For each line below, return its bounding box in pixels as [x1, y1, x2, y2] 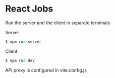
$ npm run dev [5, 58, 35, 63]
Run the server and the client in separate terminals [5, 20, 110, 26]
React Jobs [5, 3, 53, 15]
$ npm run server [5, 39, 42, 44]
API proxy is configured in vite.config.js [5, 67, 87, 73]
